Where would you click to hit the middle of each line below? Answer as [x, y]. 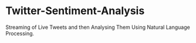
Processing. [20, 33]
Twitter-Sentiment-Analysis [75, 11]
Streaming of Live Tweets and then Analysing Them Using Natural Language [98, 27]
